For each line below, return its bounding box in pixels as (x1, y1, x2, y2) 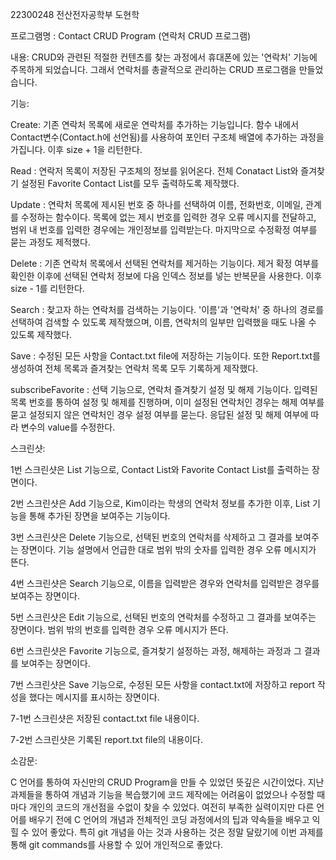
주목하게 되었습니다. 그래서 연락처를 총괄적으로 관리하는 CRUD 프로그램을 (10, 64, 297, 75)
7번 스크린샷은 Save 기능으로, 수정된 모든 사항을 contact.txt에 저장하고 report (10, 679, 316, 690)
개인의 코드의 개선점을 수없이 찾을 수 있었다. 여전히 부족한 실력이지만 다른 (28, 801, 315, 813)
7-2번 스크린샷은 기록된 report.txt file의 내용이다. (10, 734, 203, 745)
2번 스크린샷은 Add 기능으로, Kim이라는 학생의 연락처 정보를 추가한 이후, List (10, 498, 311, 509)
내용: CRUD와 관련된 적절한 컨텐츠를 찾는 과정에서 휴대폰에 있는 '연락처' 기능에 (10, 51, 318, 63)
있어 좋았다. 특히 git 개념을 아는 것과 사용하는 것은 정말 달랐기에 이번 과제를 (31, 826, 324, 838)
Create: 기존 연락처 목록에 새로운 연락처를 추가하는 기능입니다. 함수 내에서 (10, 119, 300, 130)
